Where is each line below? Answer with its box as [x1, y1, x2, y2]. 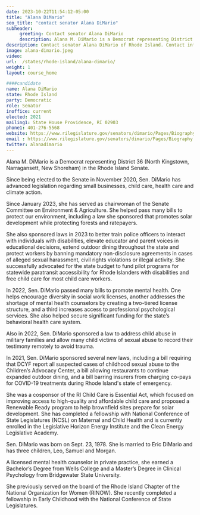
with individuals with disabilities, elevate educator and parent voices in [6, 237, 179, 244]
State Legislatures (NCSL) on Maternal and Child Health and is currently [6, 416, 183, 424]
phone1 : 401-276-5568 [6, 125, 60, 131]
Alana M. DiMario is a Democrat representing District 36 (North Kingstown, [6, 158, 189, 165]
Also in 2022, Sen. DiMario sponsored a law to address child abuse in [6, 329, 177, 337]
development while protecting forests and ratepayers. [6, 219, 138, 226]
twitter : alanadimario [6, 141, 62, 147]
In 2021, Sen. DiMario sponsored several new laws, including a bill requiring [6, 354, 192, 361]
